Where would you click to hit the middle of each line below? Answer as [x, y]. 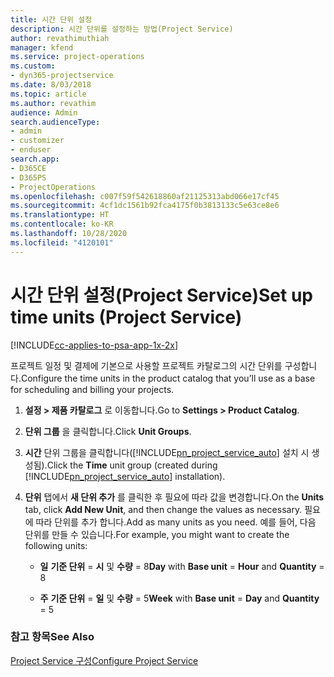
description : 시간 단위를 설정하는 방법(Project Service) [122, 29]
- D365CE [28, 168]
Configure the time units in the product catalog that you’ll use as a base [168, 378]
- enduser [31, 150]
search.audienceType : [55, 122]
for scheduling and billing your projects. [92, 389]
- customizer [37, 141]
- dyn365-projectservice [62, 76]
